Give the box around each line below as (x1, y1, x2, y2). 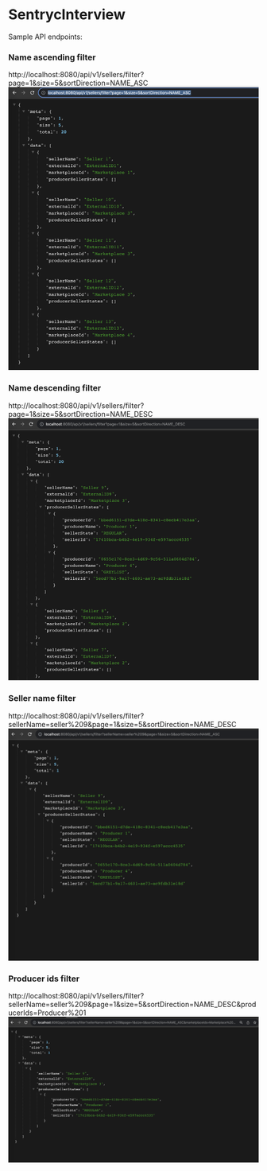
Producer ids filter (8, 973, 80, 984)
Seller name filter (8, 693, 76, 704)
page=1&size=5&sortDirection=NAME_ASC (8, 78, 149, 88)
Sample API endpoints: (8, 32, 83, 41)
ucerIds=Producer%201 (8, 1008, 87, 1017)
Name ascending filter (8, 52, 96, 63)
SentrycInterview (8, 6, 126, 24)
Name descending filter (8, 383, 102, 394)
